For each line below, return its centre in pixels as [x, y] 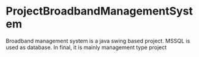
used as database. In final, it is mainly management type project [86, 47]
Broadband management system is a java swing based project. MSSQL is [98, 41]
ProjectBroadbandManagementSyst [99, 11]
